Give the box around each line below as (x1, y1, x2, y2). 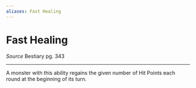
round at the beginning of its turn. (6, 75, 87, 82)
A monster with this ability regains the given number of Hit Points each (6, 69, 176, 76)
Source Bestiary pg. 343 (6, 53, 65, 60)
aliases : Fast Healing (6, 8, 61, 14)
